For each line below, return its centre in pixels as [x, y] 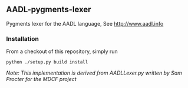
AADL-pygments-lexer [49, 10]
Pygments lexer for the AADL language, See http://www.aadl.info [85, 23]
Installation [23, 38]
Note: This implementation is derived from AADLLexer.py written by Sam [94, 73]
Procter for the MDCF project [41, 79]
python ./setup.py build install [47, 62]
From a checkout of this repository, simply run [62, 51]
